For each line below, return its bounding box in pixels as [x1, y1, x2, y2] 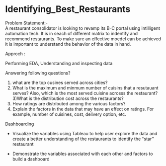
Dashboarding [5, 121, 34, 127]
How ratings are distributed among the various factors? [12, 100, 126, 106]
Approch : [5, 51, 26, 57]
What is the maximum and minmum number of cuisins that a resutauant [12, 84, 159, 90]
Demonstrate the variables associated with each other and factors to [12, 151, 153, 157]
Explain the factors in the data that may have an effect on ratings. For [12, 106, 154, 112]
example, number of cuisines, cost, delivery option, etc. [12, 111, 127, 117]
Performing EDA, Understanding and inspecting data [5, 60, 113, 66]
